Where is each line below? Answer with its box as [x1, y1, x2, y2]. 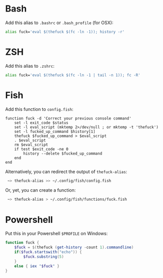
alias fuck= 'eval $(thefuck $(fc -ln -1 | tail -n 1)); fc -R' [5, 72, 141, 78]
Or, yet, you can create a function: [5, 187, 76, 193]
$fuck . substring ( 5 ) [23, 254, 64, 259]
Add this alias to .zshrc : [5, 63, 54, 69]
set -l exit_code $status [14, 120, 69, 125]
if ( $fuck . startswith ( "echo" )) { [14, 249, 82, 254]
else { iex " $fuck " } [14, 263, 59, 268]
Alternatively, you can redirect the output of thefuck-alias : [5, 169, 127, 175]
